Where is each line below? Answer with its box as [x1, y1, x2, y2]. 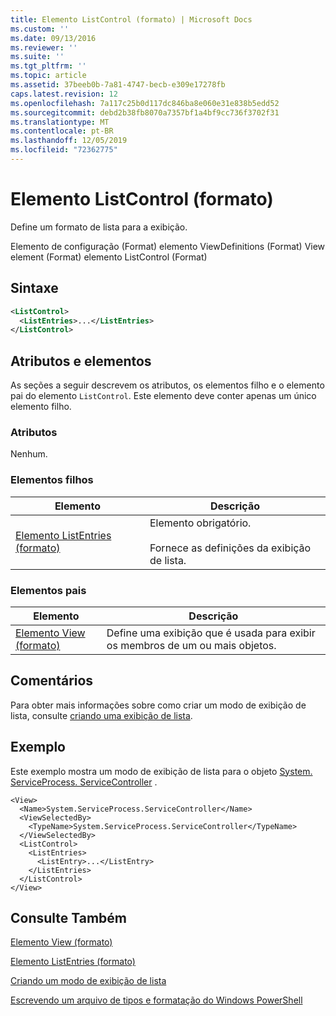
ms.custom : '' [10, 24, 70, 34]
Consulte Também [10, 909, 128, 926]
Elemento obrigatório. [149, 516, 252, 530]
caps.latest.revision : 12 [10, 89, 118, 99]
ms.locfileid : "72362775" [10, 145, 118, 155]
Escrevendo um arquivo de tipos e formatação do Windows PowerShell [10, 994, 303, 1006]
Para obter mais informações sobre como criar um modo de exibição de [10, 699, 307, 711]
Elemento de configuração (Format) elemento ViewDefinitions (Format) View [10, 240, 326, 252]
